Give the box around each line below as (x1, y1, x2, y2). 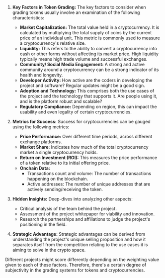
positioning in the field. (19, 221, 67, 227)
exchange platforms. (19, 139, 62, 145)
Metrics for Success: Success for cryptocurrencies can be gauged (12, 119, 151, 124)
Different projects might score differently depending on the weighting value (5, 257, 160, 263)
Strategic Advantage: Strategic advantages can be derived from (12, 231, 146, 237)
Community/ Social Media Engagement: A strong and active (19, 62, 145, 67)
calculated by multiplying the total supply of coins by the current (19, 30, 152, 35)
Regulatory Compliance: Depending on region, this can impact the (19, 104, 157, 109)
